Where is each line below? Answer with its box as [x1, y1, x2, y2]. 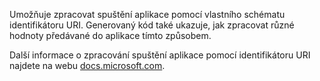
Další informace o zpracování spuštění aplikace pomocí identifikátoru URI [9, 49, 311, 61]
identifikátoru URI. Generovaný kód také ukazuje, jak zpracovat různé [9, 19, 295, 31]
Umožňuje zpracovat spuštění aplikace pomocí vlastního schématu [9, 9, 286, 20]
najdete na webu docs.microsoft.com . [9, 60, 166, 71]
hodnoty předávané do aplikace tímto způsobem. [9, 30, 212, 41]
